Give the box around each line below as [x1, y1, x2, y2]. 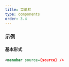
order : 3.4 [5, 16, 27, 21]
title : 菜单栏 [5, 7, 32, 12]
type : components [5, 12, 40, 17]
